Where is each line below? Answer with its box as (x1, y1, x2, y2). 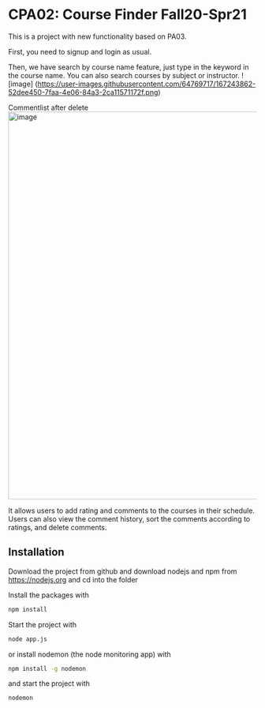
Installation (8, 545, 65, 559)
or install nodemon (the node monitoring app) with (8, 650, 171, 659)
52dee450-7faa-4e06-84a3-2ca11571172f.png (8, 87, 159, 96)
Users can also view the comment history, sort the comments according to (8, 514, 251, 523)
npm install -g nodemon (8, 665, 87, 672)
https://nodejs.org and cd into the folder (8, 574, 138, 584)
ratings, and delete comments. (8, 522, 108, 532)
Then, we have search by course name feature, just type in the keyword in (8, 62, 249, 72)
